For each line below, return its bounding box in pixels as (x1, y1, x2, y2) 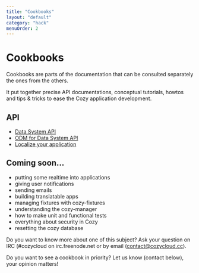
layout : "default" (6, 14, 52, 20)
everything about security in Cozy (14, 218, 98, 225)
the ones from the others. (6, 77, 68, 84)
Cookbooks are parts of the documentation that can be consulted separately (6, 71, 194, 78)
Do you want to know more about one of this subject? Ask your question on (6, 236, 191, 243)
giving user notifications (14, 180, 74, 187)
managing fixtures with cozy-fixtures (14, 199, 105, 206)
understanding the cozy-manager (14, 205, 97, 212)
